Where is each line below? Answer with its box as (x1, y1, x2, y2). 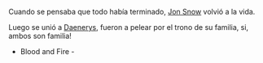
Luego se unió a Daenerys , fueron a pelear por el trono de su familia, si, (8, 23, 249, 31)
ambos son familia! (8, 31, 72, 40)
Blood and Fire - (20, 47, 75, 56)
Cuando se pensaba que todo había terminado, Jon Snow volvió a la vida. (8, 7, 256, 16)
